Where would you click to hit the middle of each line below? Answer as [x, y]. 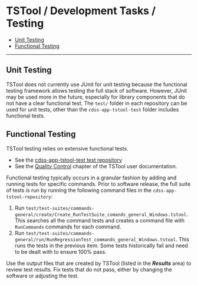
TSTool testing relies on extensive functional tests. [67, 148]
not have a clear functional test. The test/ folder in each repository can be [97, 103]
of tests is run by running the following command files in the [79, 190]
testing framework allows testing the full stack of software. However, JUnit [97, 90]
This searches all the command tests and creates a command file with [99, 220]
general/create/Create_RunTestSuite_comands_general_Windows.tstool [100, 214]
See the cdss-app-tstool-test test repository [68, 160]
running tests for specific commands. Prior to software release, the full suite [98, 184]
